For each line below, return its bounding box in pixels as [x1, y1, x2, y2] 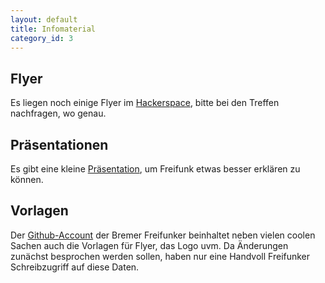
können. [10, 174, 44, 185]
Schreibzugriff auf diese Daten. [10, 261, 140, 273]
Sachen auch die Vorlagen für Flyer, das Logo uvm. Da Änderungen [10, 239, 289, 251]
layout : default [10, 14, 78, 25]
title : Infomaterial [10, 24, 97, 34]
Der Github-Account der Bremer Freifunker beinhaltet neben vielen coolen [10, 229, 316, 241]
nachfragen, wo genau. [10, 107, 107, 120]
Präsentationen [10, 136, 109, 153]
